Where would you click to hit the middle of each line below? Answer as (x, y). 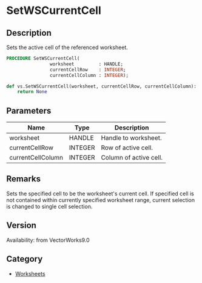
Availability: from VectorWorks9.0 (48, 240)
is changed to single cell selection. (49, 206)
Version (21, 225)
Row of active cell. (127, 148)
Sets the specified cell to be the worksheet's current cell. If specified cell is (100, 194)
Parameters (29, 110)
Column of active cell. (132, 158)
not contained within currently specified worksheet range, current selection (101, 200)
